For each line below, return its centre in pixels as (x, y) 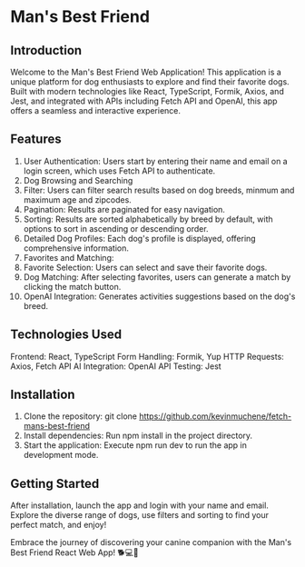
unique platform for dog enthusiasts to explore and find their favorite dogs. (150, 82)
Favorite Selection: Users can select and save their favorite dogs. (145, 267)
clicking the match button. (72, 286)
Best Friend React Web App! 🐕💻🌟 (74, 552)
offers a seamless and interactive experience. (95, 110)
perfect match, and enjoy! (59, 525)
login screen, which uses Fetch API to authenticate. (119, 171)
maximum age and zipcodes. (78, 199)
